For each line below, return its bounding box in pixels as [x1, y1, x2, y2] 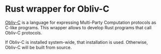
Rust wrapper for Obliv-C [5, 3, 109, 15]
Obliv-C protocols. [5, 30, 43, 36]
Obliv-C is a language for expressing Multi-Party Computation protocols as [5, 19, 156, 25]
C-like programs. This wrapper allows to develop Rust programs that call [5, 24, 152, 30]
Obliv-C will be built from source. [5, 44, 72, 50]
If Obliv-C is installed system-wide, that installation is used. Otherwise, [5, 39, 148, 45]
